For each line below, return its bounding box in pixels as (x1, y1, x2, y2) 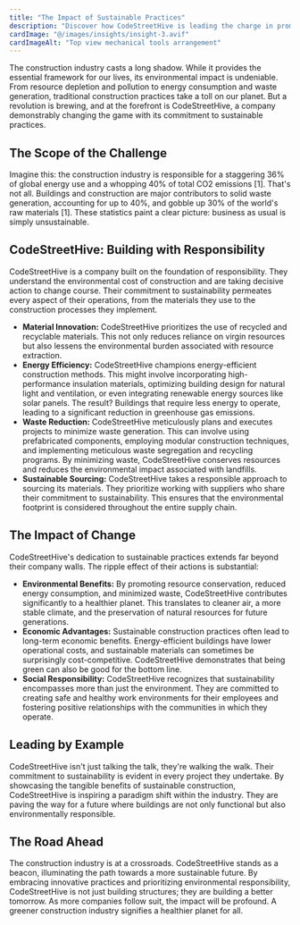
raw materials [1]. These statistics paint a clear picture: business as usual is (9, 207, 287, 218)
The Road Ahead (9, 834, 104, 849)
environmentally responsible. (9, 808, 116, 819)
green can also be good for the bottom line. (21, 663, 182, 675)
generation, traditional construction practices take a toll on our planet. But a (9, 91, 287, 102)
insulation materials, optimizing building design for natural (72, 378, 286, 389)
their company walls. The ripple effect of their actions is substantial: (9, 560, 259, 572)
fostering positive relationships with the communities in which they (21, 702, 268, 712)
